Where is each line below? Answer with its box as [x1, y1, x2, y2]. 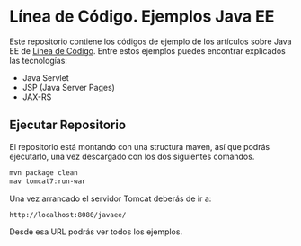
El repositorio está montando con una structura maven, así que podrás [9, 141, 270, 152]
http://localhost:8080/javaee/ [9, 210, 127, 219]
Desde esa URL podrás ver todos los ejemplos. [9, 226, 182, 237]
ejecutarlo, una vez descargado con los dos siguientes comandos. [9, 151, 255, 162]
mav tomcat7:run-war [9, 177, 87, 186]
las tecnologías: [9, 55, 67, 66]
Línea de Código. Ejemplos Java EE [9, 6, 275, 27]
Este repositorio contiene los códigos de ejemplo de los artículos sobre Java [9, 36, 292, 47]
